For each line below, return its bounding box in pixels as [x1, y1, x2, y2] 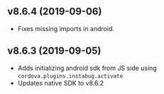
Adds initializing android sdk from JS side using [17, 64, 158, 72]
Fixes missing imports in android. [17, 24, 115, 33]
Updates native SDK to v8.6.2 [17, 78, 104, 87]
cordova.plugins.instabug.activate [17, 72, 124, 80]
